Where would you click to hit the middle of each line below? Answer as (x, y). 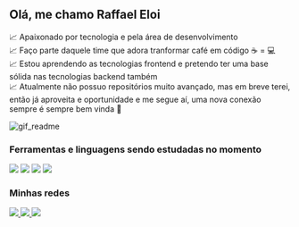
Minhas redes (39, 193)
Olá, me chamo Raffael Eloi (85, 15)
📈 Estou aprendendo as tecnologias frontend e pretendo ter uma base (139, 63)
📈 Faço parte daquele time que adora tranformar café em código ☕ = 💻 (142, 50)
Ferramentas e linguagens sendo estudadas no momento (135, 149)
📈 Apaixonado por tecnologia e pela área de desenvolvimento (124, 37)
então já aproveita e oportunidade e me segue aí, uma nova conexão (135, 99)
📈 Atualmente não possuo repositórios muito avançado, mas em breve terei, (150, 86)
